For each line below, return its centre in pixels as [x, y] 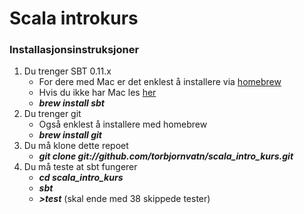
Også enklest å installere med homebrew [123, 124]
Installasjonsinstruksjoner [74, 50]
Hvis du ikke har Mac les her [97, 93]
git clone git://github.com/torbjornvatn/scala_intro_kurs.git [166, 156]
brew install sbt [71, 103]
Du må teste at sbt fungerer [80, 167]
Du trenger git [52, 114]
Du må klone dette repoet [76, 146]
